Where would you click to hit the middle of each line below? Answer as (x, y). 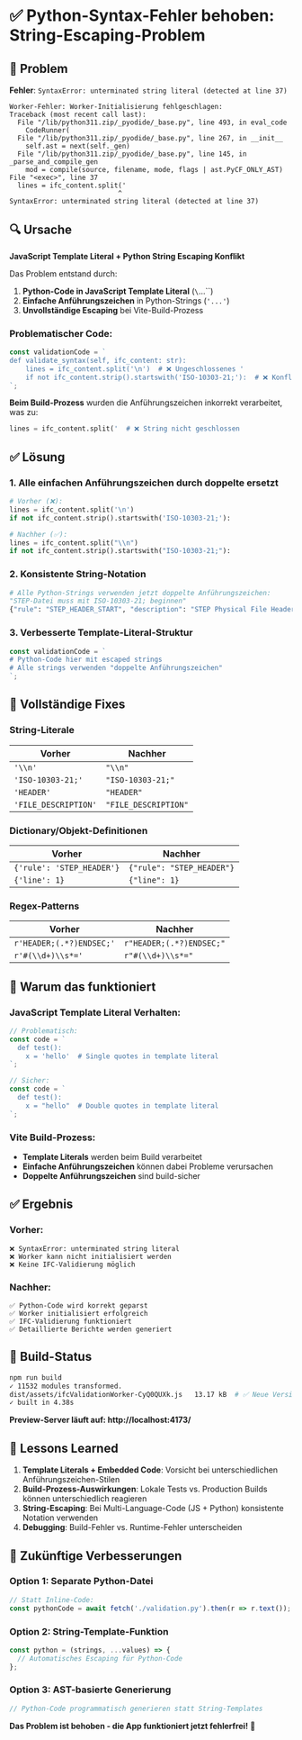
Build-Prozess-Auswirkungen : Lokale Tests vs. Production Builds (145, 1489)
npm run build (36, 1377)
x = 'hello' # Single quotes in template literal (122, 1056)
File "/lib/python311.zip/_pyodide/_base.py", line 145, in (132, 154)
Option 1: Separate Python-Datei (81, 1581)
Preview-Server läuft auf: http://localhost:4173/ (100, 1420)
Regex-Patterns (44, 906)
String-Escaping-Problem (107, 36)
